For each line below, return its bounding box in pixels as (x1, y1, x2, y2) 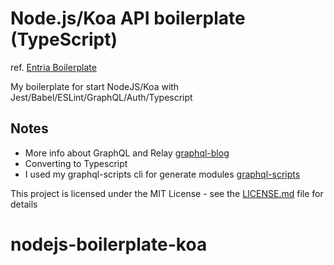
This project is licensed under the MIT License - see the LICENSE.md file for (10, 187, 324, 199)
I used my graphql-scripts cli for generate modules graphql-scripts (24, 168, 301, 180)
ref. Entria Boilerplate (10, 61, 97, 73)
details (10, 198, 38, 210)
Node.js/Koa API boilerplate (10, 7, 246, 30)
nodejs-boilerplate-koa (10, 233, 208, 256)
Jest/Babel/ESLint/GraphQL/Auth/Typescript (10, 91, 193, 103)
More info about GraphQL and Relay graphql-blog (24, 147, 230, 159)
